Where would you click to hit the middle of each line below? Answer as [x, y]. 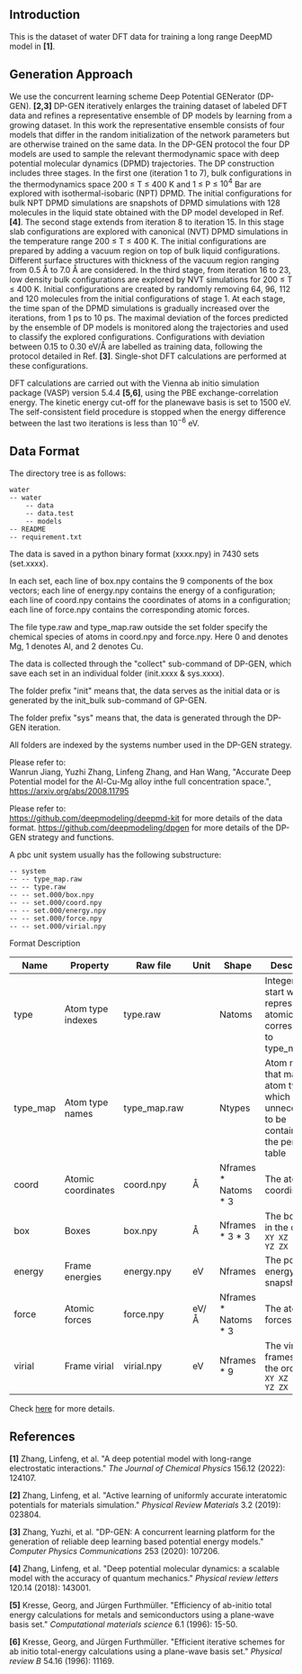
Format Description [45, 943]
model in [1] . [32, 46]
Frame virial [89, 1366]
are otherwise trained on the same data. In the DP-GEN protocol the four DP [150, 144]
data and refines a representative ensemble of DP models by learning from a [151, 115]
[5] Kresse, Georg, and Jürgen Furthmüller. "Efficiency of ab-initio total [141, 1605]
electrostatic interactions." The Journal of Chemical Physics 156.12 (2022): [147, 1468]
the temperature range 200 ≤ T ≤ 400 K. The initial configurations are [138, 242]
